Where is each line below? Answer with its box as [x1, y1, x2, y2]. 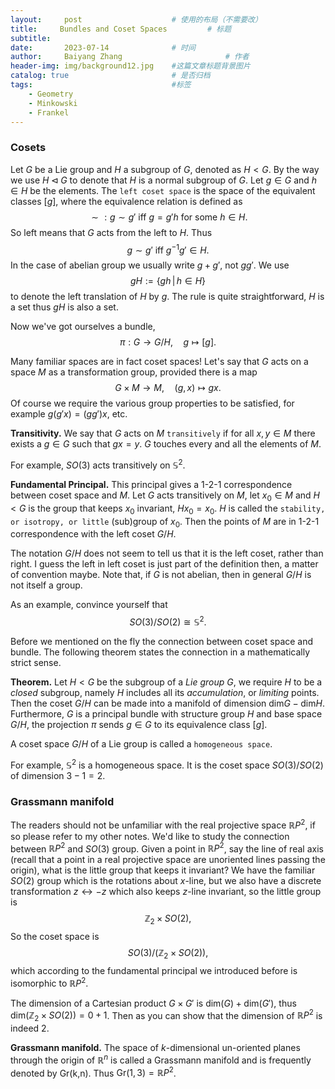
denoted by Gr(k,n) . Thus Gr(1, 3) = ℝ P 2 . [10, 1065, 177, 1079]
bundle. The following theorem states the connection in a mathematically [10, 646, 310, 658]
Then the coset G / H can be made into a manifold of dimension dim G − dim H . [10, 697, 325, 710]
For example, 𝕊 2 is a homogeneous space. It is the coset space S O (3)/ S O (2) [10, 757, 324, 771]
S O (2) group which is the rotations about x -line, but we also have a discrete [10, 875, 322, 887]
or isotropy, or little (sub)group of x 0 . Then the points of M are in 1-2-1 [10, 515, 320, 530]
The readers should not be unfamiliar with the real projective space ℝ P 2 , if [10, 817, 316, 831]
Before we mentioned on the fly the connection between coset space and [10, 636, 314, 648]
